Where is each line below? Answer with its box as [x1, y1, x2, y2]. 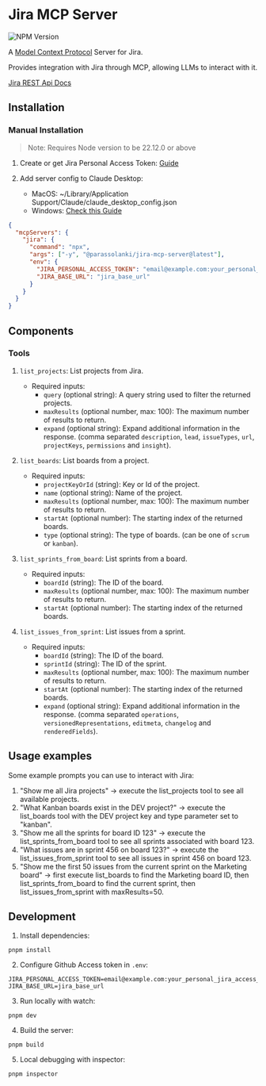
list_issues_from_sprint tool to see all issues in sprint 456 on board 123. [19, 853, 252, 862]
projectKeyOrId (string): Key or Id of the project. [43, 479, 200, 489]
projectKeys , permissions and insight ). [43, 440, 172, 450]
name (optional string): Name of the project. [43, 488, 183, 497]
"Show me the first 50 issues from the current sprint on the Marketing [19, 862, 248, 871]
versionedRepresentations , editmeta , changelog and [43, 718, 211, 727]
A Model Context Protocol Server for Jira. [8, 47, 143, 56]
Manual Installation [8, 125, 84, 136]
